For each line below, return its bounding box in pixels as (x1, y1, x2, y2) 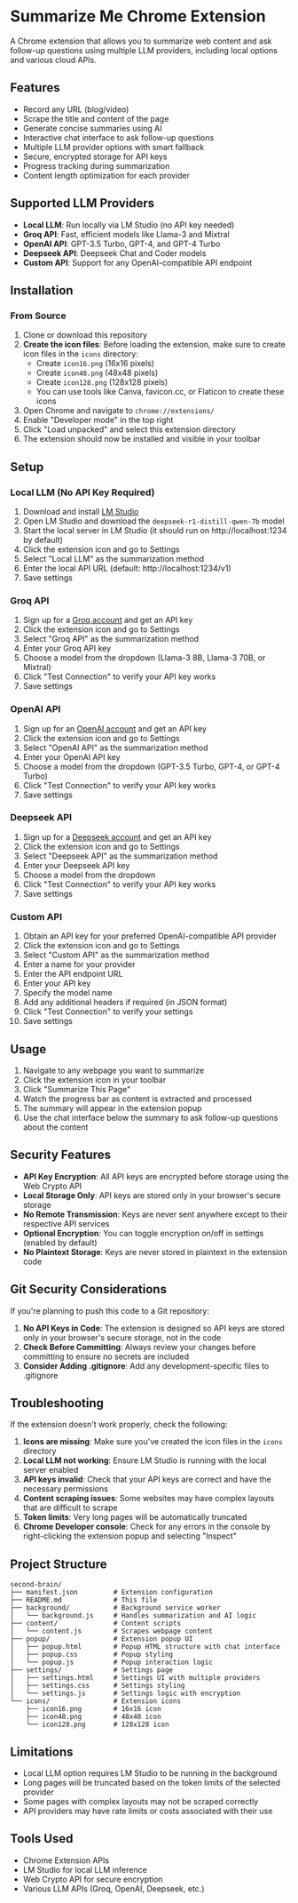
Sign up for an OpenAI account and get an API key (22, 723, 207, 734)
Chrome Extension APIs (22, 1855, 110, 1866)
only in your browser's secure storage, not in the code (22, 1331, 222, 1343)
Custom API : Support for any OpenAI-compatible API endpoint (22, 257, 253, 268)
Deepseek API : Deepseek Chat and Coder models (22, 247, 207, 259)
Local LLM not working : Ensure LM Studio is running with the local (22, 1455, 267, 1466)
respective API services (22, 1218, 110, 1228)
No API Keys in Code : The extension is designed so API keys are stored (22, 1323, 285, 1333)
